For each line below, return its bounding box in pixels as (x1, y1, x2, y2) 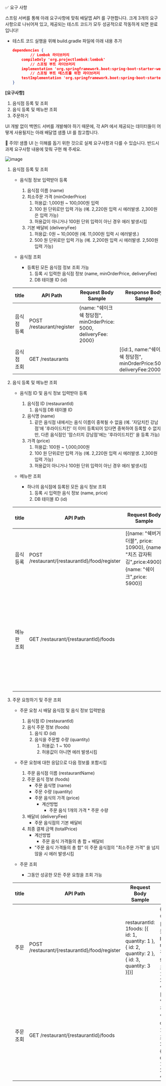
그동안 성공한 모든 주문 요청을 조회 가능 (27, 872, 102, 878)
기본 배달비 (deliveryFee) (27, 225, 77, 230)
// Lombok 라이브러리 (30, 52, 70, 58)
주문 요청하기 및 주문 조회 (12, 697, 62, 703)
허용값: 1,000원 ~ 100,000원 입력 (34, 200, 99, 205)
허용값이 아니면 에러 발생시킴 (41, 749, 98, 755)
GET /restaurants (29, 356, 69, 362)
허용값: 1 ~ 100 (41, 743, 71, 748)
